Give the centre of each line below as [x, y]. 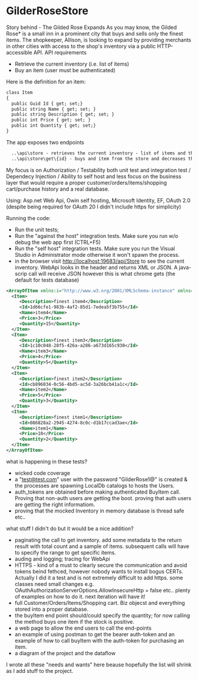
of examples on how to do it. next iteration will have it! [80, 597]
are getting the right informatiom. [55, 504]
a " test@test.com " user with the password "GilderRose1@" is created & [101, 479]
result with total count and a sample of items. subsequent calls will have [102, 546]
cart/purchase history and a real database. [58, 189]
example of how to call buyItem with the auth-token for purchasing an [99, 640]
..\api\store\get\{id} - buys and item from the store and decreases [98, 159]
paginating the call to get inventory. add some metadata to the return [98, 540]
